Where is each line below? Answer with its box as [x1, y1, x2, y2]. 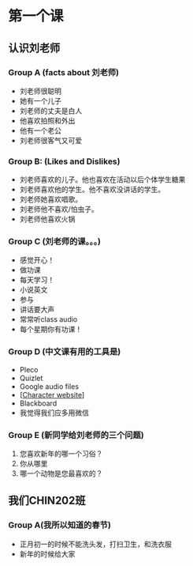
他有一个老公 [19, 126, 61, 135]
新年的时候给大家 [19, 549, 76, 558]
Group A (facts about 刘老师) [8, 66, 120, 77]
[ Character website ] [19, 390, 85, 399]
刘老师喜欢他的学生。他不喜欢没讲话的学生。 [19, 185, 165, 194]
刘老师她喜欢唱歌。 [19, 194, 83, 204]
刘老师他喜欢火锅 [19, 214, 76, 224]
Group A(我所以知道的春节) [8, 519, 112, 530]
